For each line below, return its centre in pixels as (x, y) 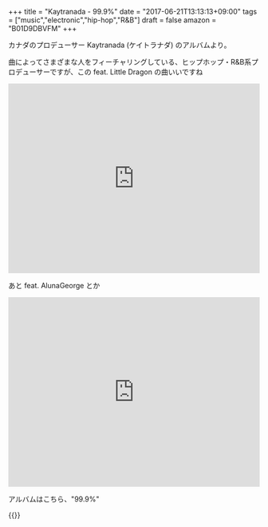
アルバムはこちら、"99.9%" (54, 499)
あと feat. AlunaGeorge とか (54, 285)
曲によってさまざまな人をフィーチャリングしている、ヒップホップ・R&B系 (130, 62)
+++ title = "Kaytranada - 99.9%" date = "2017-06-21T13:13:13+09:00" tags (133, 12)
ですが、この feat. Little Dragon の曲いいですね (126, 72)
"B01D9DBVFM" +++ (43, 28)
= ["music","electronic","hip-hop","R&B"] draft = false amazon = (112, 20)
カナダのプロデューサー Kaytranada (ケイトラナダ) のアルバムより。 (120, 45)
